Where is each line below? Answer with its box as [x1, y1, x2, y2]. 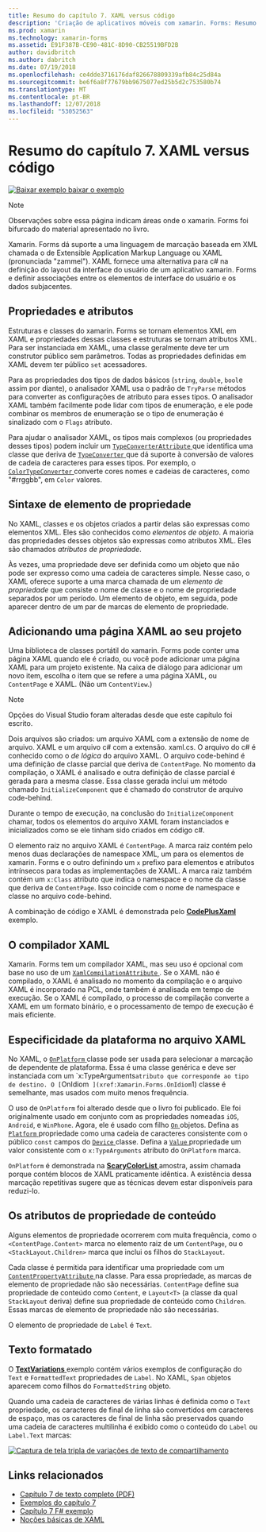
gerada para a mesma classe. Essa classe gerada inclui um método [8, 776, 228, 786]
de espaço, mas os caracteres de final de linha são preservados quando [8, 1413, 244, 1422]
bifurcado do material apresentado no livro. [8, 224, 150, 233]
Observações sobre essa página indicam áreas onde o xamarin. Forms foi [8, 215, 249, 225]
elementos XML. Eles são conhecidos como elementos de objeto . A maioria [8, 527, 254, 537]
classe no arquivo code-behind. [8, 891, 112, 901]
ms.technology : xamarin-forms [8, 33, 108, 42]
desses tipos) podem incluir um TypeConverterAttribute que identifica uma [8, 441, 253, 450]
